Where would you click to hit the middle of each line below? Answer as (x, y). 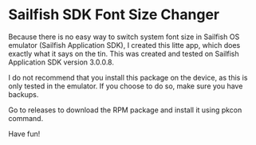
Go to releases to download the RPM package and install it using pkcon (125, 110)
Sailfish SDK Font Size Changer (114, 15)
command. (26, 118)
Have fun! (24, 134)
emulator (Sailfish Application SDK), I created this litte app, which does (124, 45)
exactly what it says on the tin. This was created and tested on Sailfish (124, 53)
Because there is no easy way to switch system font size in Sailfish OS (124, 37)
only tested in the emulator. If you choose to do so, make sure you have (126, 86)
